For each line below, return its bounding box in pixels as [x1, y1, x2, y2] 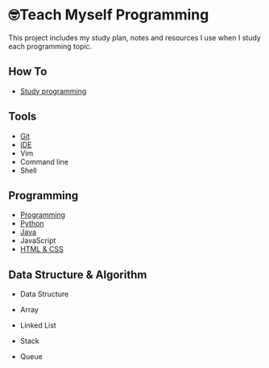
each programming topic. [8, 41, 93, 51]
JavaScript [19, 236, 56, 245]
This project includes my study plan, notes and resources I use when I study [8, 32, 262, 42]
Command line [19, 157, 68, 166]
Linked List [19, 320, 56, 330]
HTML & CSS [19, 245, 64, 254]
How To [8, 65, 48, 78]
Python [19, 219, 44, 228]
